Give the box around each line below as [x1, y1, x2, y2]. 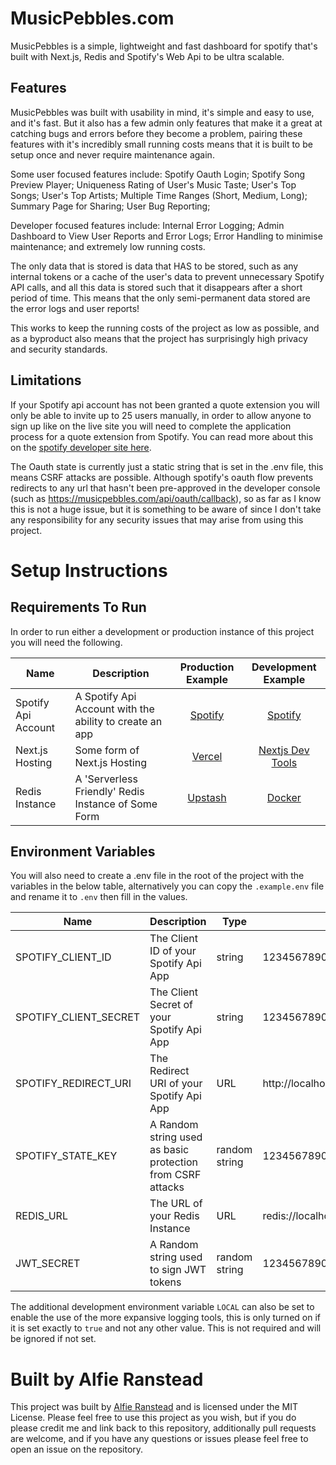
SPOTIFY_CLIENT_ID [15, 950, 112, 964]
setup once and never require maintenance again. [10, 148, 215, 161]
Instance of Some [74, 797, 158, 811]
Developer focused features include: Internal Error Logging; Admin [10, 219, 285, 231]
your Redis [149, 1209, 200, 1223]
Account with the [74, 702, 155, 716]
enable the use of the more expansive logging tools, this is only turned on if [10, 1312, 321, 1324]
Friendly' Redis [74, 784, 145, 798]
